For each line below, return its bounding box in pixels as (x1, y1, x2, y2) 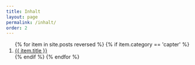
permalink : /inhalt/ (6, 19, 57, 25)
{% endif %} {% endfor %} (14, 53, 80, 60)
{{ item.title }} (14, 47, 48, 54)
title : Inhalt (6, 8, 41, 15)
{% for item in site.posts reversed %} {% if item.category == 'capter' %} (14, 41, 190, 48)
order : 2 (6, 25, 28, 31)
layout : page (6, 14, 38, 20)
